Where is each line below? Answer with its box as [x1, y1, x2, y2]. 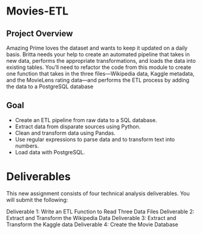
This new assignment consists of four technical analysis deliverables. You [6, 189, 190, 197]
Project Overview [6, 28, 73, 39]
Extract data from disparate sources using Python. [15, 123, 141, 130]
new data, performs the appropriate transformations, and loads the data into [6, 57, 196, 64]
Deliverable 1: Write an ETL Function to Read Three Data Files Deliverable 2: [6, 207, 195, 215]
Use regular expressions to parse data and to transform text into [15, 135, 175, 143]
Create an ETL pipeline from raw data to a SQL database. [15, 116, 157, 123]
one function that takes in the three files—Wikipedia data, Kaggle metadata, [6, 70, 195, 77]
